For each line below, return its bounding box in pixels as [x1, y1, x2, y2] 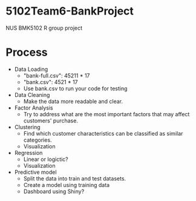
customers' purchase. [23, 117, 78, 124]
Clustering [14, 123, 41, 131]
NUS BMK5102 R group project [5, 24, 83, 31]
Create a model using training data [23, 181, 110, 188]
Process [5, 45, 48, 59]
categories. [23, 136, 52, 143]
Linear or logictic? [23, 156, 69, 163]
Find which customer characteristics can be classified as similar [23, 130, 183, 137]
